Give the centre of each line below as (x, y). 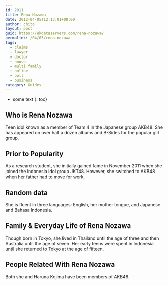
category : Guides (23, 85)
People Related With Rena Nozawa (60, 265)
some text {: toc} (30, 99)
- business (21, 80)
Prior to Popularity (34, 154)
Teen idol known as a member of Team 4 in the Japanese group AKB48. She (84, 127)
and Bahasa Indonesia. (29, 210)
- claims (19, 47)
